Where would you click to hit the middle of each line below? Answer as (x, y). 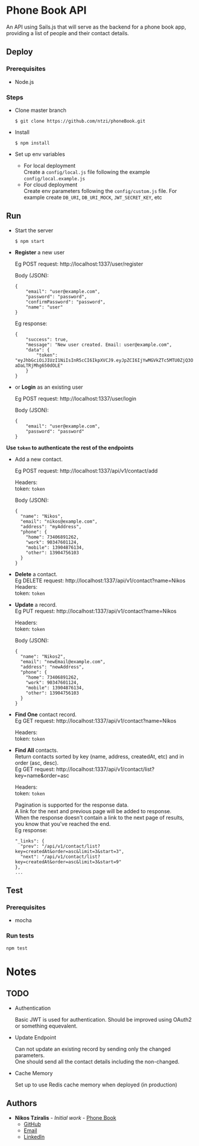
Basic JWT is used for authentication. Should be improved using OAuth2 (103, 1019)
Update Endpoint (35, 1037)
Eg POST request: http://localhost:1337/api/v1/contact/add (86, 470)
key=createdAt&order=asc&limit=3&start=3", (70, 851)
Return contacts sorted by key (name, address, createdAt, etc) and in (99, 756)
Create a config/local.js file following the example (87, 172)
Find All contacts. (36, 750)
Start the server (34, 230)
